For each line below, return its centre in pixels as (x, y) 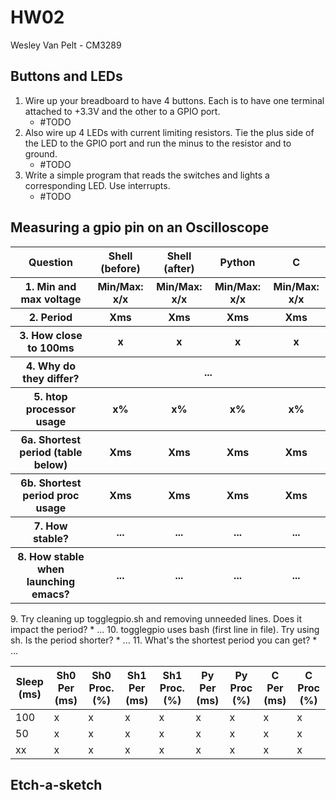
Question (50, 262)
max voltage (51, 299)
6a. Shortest (51, 439)
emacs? (50, 594)
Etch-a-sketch (56, 784)
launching (51, 581)
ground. (41, 153)
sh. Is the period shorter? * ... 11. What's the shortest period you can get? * (164, 640)
